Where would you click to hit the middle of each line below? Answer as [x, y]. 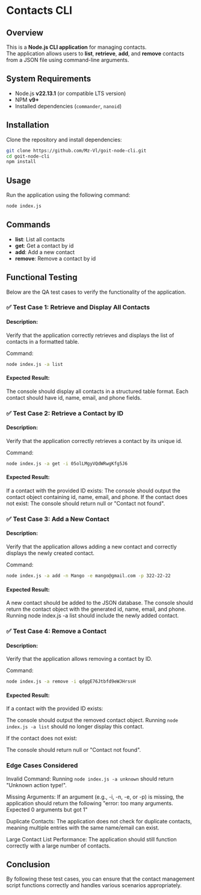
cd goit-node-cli [28, 156]
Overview [25, 33]
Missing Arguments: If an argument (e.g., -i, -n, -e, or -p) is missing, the [95, 797]
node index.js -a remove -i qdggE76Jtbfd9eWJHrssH [71, 682]
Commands [29, 225]
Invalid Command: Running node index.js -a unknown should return [90, 779]
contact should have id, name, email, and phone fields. [74, 397]
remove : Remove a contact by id [55, 258]
